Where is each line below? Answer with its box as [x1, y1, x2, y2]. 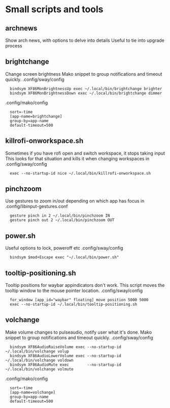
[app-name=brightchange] [10, 113, 62, 119]
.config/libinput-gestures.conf [5, 203, 68, 210]
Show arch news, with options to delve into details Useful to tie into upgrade [5, 37, 165, 43]
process [5, 43, 22, 49]
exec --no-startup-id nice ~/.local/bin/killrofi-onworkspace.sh [10, 170, 151, 176]
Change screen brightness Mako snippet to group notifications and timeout [5, 71, 162, 77]
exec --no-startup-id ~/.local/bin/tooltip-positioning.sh [10, 302, 138, 307]
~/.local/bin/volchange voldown [5, 358, 74, 363]
